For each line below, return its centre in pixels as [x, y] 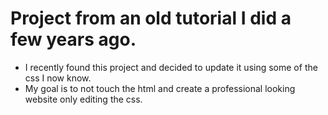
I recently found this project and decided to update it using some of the [171, 67]
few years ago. [73, 39]
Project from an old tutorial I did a [151, 18]
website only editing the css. [83, 99]
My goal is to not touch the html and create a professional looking [160, 88]
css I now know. [58, 78]
